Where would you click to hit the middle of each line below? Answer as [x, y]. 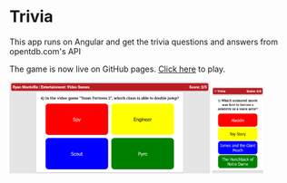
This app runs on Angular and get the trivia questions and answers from [144, 42]
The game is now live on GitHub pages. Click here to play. [118, 69]
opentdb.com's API [45, 51]
